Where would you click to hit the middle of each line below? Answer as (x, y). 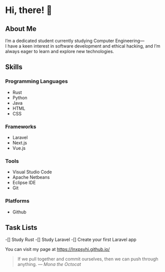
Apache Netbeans (31, 177)
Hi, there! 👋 (29, 10)
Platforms (17, 201)
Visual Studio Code (32, 172)
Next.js (20, 143)
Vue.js (19, 148)
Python (20, 98)
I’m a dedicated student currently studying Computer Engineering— (75, 41)
